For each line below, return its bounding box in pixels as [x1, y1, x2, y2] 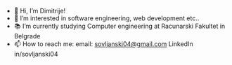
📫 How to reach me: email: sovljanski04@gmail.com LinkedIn [13, 40, 193, 48]
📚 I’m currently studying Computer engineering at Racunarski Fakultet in [13, 22, 226, 30]
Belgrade [13, 32, 41, 40]
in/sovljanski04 [13, 50, 58, 58]
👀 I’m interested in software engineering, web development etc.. [13, 14, 200, 22]
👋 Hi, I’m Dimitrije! [13, 7, 66, 15]
